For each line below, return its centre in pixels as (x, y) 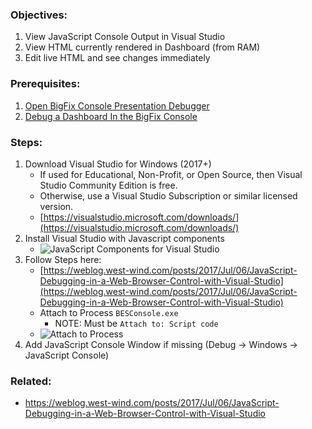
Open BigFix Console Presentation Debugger (117, 105)
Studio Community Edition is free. (108, 185)
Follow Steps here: (63, 259)
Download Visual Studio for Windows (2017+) (118, 164)
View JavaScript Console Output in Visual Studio (125, 37)
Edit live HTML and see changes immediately (117, 58)
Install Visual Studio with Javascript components (124, 238)
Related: (31, 381)
